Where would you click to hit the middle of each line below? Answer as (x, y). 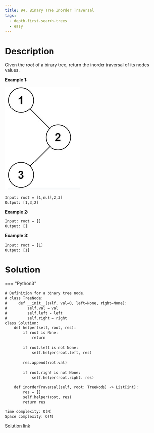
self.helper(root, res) (47, 397)
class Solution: (22, 323)
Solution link (18, 426)
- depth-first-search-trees (39, 21)
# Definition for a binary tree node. (45, 293)
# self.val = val (32, 308)
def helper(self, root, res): (45, 328)
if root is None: (41, 333)
